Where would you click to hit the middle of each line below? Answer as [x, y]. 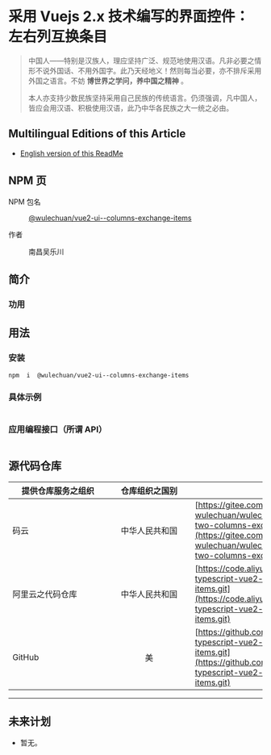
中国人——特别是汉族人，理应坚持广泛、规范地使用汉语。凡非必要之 [141, 60]
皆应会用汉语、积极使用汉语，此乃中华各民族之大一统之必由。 [131, 108]
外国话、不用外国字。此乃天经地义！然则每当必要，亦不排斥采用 [156, 70]
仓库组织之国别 [149, 490]
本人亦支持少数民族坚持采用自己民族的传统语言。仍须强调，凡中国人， [145, 98]
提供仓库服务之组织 [58, 490]
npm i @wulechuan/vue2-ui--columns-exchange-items [99, 375]
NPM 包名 [25, 202]
